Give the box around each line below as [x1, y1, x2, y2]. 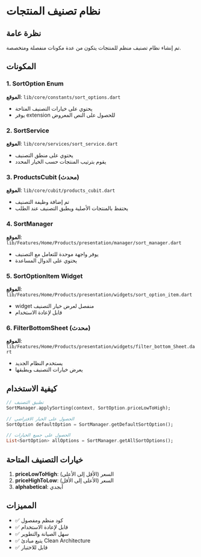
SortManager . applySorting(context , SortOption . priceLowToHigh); [6, 405, 171, 411]
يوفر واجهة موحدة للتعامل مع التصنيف [14, 250, 99, 257]
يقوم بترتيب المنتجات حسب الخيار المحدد [14, 158, 107, 165]
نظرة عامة [6, 28, 42, 38]
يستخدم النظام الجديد [14, 360, 63, 367]
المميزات [6, 500, 37, 511]
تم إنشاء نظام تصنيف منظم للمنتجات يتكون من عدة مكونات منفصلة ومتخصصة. [6, 44, 182, 51]
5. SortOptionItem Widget [6, 272, 83, 280]
